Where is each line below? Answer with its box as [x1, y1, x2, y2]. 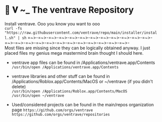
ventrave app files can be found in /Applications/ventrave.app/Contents [11, 60, 155, 65]
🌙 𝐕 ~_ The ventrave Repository [4, 4, 134, 16]
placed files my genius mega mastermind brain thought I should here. [4, 50, 144, 56]
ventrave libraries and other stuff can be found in [11, 73, 110, 79]
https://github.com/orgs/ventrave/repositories [11, 112, 110, 117]
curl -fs [4, 26, 22, 31]
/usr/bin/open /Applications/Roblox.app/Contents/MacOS [11, 89, 127, 94]
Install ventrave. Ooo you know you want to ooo [4, 20, 100, 26]
